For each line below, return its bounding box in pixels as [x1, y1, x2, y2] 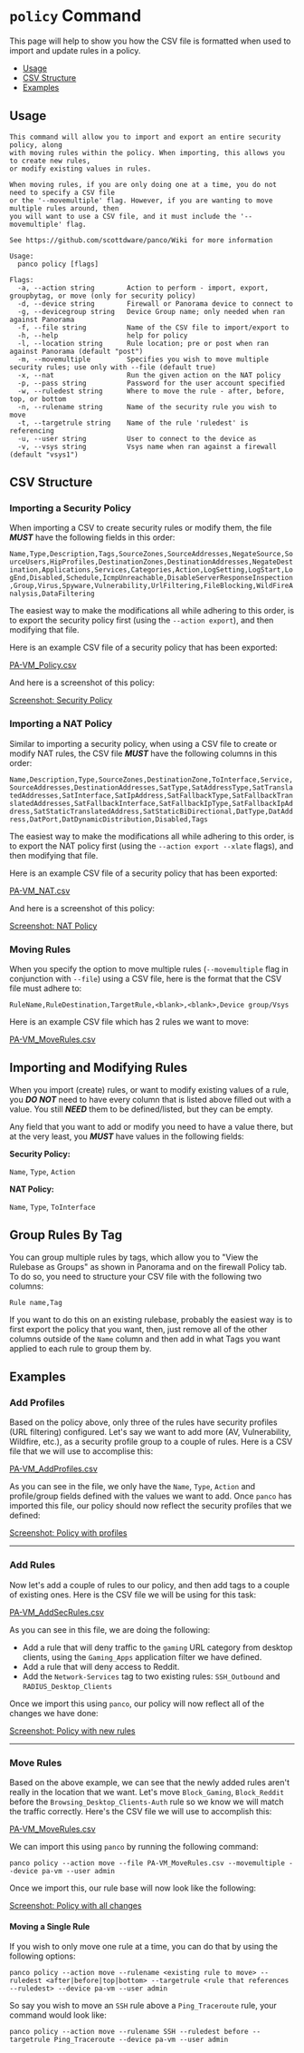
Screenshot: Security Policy [9, 695, 113, 706]
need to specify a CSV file [9, 188, 116, 197]
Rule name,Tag [9, 1298, 63, 1307]
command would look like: [9, 2009, 107, 2020]
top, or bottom [9, 394, 67, 404]
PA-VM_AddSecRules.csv [9, 1606, 104, 1617]
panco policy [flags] [17, 260, 100, 269]
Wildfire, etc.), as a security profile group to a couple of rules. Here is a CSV [9, 1436, 293, 1448]
